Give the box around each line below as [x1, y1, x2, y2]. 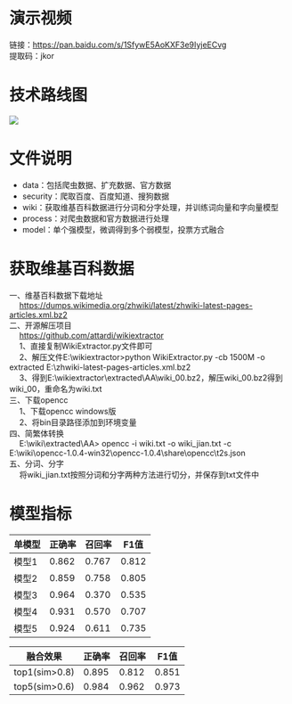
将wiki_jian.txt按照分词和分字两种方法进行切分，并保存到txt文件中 [19, 469, 260, 479]
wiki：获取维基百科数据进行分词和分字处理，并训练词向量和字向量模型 [21, 201, 279, 212]
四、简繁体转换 [9, 428, 64, 438]
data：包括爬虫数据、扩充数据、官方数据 [21, 179, 172, 190]
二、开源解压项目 [9, 320, 72, 331]
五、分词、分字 [9, 458, 64, 469]
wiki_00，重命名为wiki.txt [9, 383, 102, 394]
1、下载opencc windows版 [19, 405, 117, 416]
